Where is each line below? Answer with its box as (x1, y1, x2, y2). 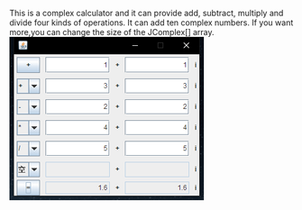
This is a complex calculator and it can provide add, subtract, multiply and (9, 8, 284, 18)
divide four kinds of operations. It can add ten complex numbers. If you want (9, 17, 294, 28)
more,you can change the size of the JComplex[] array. (9, 27, 215, 37)
